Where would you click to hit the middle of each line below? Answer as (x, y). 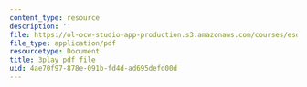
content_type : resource (55, 18)
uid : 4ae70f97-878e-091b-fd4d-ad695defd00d (94, 69)
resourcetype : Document (55, 52)
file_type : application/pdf (63, 43)
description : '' (40, 26)
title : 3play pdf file (53, 60)
